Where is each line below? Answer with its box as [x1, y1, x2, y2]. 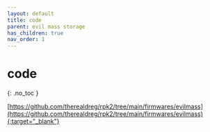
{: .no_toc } [7, 89, 39, 97]
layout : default [7, 10, 54, 17]
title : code [7, 17, 42, 24]
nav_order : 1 [7, 36, 45, 43]
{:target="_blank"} [7, 117, 60, 126]
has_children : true [7, 29, 64, 37]
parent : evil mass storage [7, 23, 86, 30]
